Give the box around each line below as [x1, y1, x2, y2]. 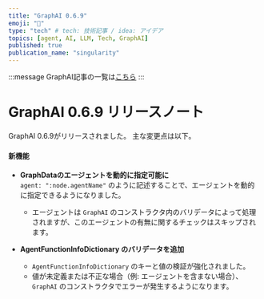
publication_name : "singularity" [8, 49, 120, 57]
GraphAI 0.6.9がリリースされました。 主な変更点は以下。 [8, 131, 196, 140]
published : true [8, 42, 62, 50]
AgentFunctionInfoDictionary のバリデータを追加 [19, 244, 185, 254]
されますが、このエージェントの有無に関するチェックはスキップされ [31, 217, 257, 227]
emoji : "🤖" [8, 19, 45, 27]
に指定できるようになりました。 [19, 190, 126, 200]
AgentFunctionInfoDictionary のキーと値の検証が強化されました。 [31, 261, 250, 271]
